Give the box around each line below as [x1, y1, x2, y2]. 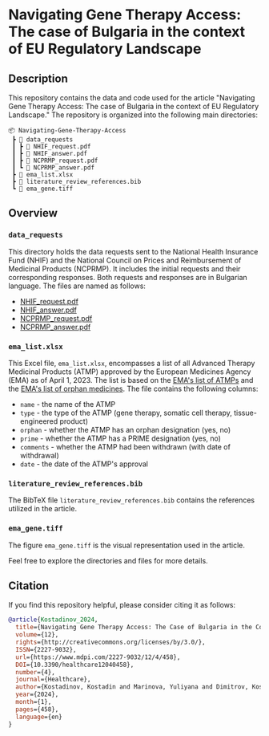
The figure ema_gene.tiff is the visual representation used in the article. [8, 540, 246, 550]
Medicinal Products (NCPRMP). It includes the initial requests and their [8, 263, 241, 274]
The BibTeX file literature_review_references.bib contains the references [8, 495, 255, 505]
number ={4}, [15, 668, 56, 676]
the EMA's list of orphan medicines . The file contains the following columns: [8, 384, 259, 393]
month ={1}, [15, 698, 52, 706]
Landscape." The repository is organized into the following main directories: [8, 110, 259, 120]
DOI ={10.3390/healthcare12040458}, [15, 661, 134, 669]
